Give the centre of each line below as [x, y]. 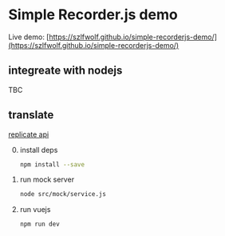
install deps [39, 150]
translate [31, 115]
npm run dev [39, 224]
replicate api [29, 134]
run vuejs [35, 210]
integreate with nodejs [65, 71]
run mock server [47, 180]
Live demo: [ [29, 37]
